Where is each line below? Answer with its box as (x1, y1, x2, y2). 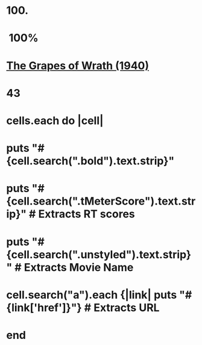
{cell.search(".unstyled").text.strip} (6, 247, 192, 261)
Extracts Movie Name (24, 260, 134, 274)
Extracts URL (93, 300, 160, 314)
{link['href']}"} (6, 300, 83, 314)
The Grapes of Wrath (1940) (6, 58, 150, 72)
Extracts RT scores (38, 207, 136, 221)
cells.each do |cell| (6, 114, 104, 127)
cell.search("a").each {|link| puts (6, 288, 177, 302)
